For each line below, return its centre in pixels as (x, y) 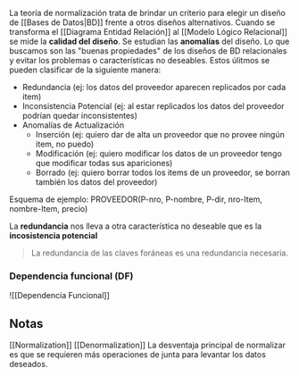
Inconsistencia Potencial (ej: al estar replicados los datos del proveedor (153, 106)
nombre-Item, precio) (49, 209)
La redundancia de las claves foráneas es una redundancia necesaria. (159, 253)
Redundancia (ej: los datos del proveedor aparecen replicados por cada (154, 87)
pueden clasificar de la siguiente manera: (85, 70)
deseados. (29, 364)
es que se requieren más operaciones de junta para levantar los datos (137, 355)
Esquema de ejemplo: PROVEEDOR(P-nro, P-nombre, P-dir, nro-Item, (136, 199)
